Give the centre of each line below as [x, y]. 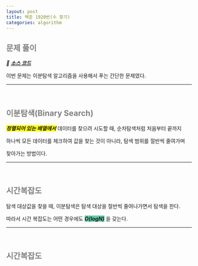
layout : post [22, 12]
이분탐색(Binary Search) [50, 113]
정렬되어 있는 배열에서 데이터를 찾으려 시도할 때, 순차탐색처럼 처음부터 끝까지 [94, 128]
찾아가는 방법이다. [27, 153]
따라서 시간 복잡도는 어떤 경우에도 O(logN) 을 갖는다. [67, 218]
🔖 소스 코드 [19, 63]
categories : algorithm [34, 22]
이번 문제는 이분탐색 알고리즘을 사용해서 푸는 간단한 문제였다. [76, 76]
